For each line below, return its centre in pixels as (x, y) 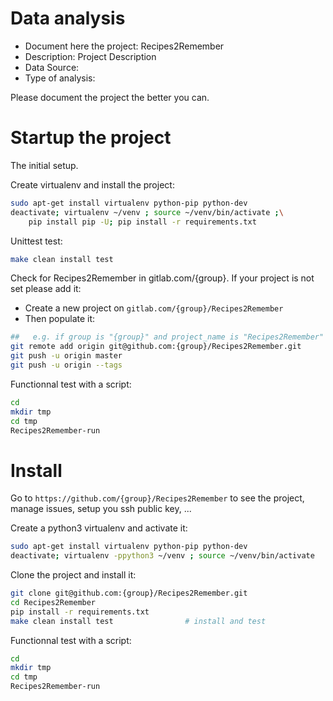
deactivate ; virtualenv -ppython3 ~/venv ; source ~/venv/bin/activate (162, 556)
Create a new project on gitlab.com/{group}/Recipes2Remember (154, 308)
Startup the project (91, 138)
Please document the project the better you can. (110, 97)
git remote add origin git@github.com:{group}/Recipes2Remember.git (156, 347)
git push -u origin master (66, 356)
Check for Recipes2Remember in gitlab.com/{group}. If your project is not (162, 278)
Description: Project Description (90, 56)
